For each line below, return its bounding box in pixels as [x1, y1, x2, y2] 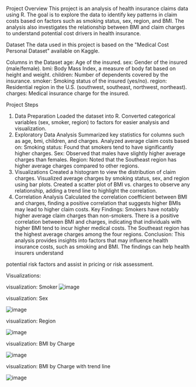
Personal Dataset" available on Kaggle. [6, 47, 100, 54]
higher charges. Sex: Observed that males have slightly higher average [14, 150, 185, 157]
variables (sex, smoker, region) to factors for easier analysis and [14, 119, 170, 125]
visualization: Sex [6, 295, 49, 302]
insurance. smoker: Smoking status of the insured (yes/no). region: [6, 77, 167, 84]
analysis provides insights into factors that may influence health [14, 237, 169, 244]
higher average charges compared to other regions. [14, 162, 139, 169]
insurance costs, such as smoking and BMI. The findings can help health [14, 243, 190, 250]
